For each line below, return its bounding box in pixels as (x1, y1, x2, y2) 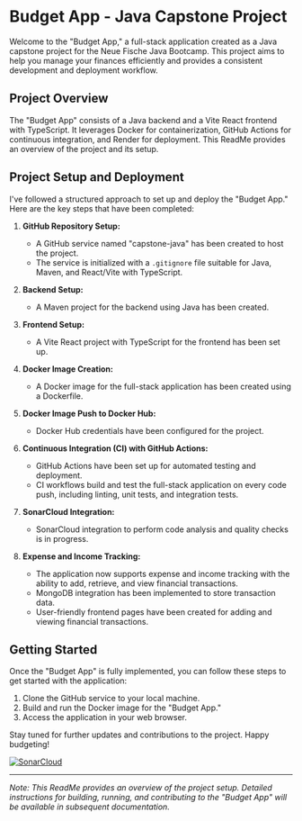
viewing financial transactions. (35, 616, 149, 627)
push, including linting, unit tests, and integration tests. (35, 489, 239, 500)
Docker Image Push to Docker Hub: (22, 408, 156, 419)
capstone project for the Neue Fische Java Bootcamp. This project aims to (9, 45, 285, 56)
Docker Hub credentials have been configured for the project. (35, 425, 264, 436)
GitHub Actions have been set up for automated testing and (35, 460, 256, 471)
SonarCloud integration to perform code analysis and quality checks (35, 524, 289, 535)
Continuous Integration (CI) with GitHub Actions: (22, 443, 209, 454)
